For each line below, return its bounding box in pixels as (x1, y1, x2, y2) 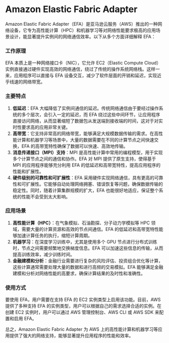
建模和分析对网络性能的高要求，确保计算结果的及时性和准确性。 (12, 270, 145, 276)
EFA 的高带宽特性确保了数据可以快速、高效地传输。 (21, 143, 128, 149)
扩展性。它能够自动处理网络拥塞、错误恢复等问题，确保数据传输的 (26, 181, 163, 187)
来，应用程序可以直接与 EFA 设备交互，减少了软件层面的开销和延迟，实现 (5, 72, 157, 79)
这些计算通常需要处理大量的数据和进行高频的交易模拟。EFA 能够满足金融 (12, 264, 163, 270)
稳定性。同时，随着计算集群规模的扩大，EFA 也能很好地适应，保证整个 (12, 187, 159, 193)
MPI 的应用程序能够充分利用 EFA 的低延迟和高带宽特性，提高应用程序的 (12, 162, 161, 168)
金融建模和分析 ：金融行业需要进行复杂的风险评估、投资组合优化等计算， (12, 258, 163, 264)
